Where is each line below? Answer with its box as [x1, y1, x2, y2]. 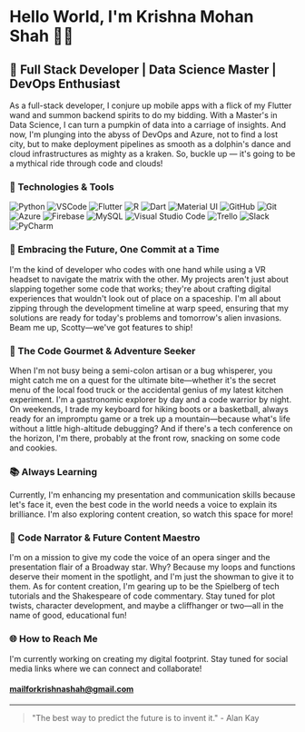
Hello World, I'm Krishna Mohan [9, 6, 254, 27]
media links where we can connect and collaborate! [9, 663, 202, 674]
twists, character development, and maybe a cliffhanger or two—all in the [9, 600, 284, 611]
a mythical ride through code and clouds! [9, 158, 163, 169]
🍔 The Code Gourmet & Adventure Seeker [9, 344, 196, 357]
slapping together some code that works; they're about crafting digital [9, 283, 271, 294]
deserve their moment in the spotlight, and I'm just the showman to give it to [9, 571, 294, 582]
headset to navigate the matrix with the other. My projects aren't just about [9, 273, 289, 284]
